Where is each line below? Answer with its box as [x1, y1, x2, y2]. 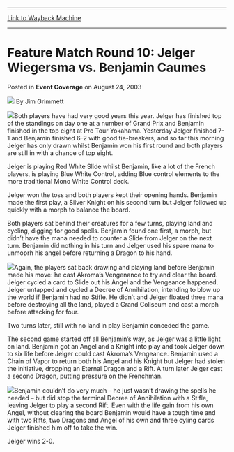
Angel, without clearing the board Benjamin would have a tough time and [7, 408, 216, 416]
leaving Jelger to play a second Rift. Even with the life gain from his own [7, 401, 214, 409]
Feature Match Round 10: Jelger [7, 45, 196, 61]
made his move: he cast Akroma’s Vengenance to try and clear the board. [7, 270, 218, 279]
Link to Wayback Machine [7, 14, 81, 22]
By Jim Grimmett [15, 97, 64, 105]
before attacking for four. [7, 307, 79, 316]
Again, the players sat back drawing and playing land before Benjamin [14, 263, 215, 271]
